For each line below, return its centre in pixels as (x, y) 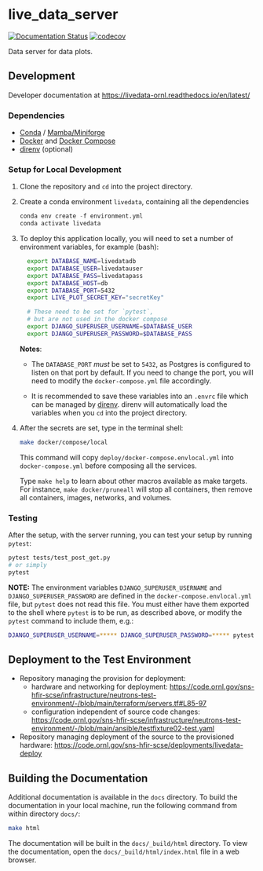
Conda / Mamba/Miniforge (62, 133)
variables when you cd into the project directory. (109, 412)
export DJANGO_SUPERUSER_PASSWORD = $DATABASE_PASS (110, 334)
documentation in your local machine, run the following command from (123, 806)
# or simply (27, 565)
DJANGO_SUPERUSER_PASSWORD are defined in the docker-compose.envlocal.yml (130, 595)
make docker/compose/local (64, 442)
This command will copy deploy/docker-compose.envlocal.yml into (126, 457)
